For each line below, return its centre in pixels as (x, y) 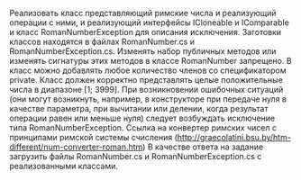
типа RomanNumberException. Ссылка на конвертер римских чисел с (143, 128)
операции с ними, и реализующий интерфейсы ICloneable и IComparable (150, 22)
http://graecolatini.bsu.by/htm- (234, 137)
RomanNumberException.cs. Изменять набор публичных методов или (143, 51)
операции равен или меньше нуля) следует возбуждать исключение (142, 118)
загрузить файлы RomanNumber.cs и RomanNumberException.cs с (136, 156)
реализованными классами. (64, 166)
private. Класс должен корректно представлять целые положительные (146, 80)
